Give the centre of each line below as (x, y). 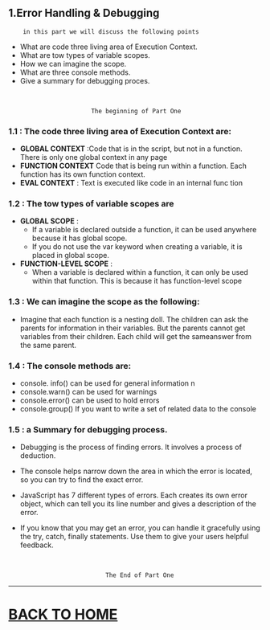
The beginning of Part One (136, 111)
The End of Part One (140, 575)
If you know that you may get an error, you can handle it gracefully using (140, 528)
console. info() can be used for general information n (107, 383)
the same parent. (48, 345)
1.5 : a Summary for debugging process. (88, 429)
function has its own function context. (83, 174)
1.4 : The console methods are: (70, 366)
